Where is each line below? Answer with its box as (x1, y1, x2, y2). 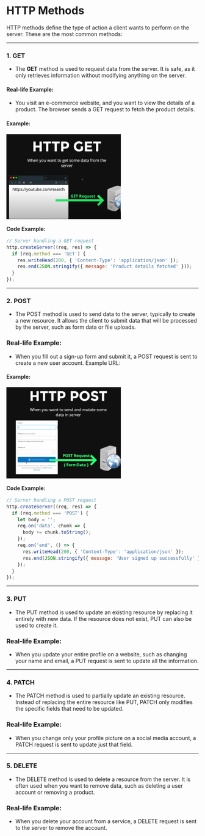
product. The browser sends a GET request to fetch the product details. (15, 106, 195, 113)
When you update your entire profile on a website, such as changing (15, 650, 187, 658)
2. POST (6, 296, 31, 305)
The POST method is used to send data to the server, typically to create (15, 310, 195, 318)
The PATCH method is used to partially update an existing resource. (15, 692, 185, 700)
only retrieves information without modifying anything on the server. (15, 71, 186, 79)
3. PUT (6, 595, 27, 603)
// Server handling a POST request (6, 497, 97, 503)
